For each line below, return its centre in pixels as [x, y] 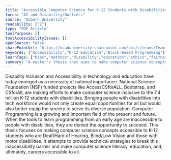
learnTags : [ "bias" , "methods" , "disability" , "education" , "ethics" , [77, 57]
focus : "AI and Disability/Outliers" [45, 15]
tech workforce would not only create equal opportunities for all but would [83, 103]
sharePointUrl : [21, 48]
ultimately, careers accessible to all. [43, 152]
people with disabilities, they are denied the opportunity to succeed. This [82, 125]
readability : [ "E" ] [26, 24]
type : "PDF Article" [27, 29]
